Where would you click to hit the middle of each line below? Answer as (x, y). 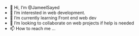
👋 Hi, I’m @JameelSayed (35, 8)
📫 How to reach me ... (33, 28)
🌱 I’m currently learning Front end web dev (53, 18)
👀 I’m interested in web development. (47, 13)
